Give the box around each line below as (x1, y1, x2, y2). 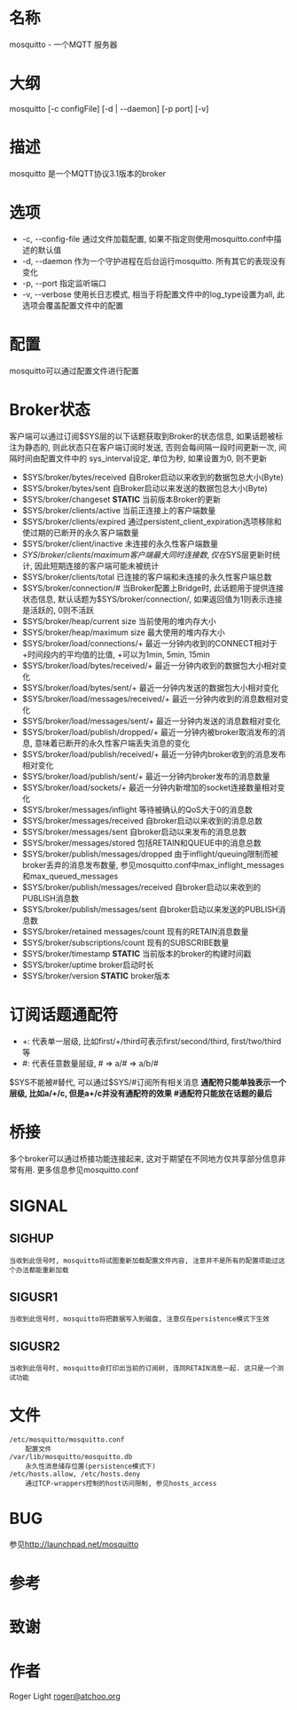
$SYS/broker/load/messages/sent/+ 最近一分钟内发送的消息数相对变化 (21, 715, 281, 726)
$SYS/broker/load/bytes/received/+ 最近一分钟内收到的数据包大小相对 (21, 660, 279, 670)
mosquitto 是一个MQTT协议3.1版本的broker (9, 168, 167, 178)
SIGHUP (9, 1231, 55, 1246)
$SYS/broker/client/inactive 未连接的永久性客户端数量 (21, 538, 219, 549)
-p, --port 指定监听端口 (21, 277, 106, 288)
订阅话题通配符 (9, 1004, 119, 1025)
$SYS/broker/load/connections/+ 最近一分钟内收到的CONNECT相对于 (21, 637, 277, 648)
